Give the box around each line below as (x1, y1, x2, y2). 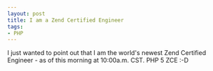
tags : (7, 23, 23, 30)
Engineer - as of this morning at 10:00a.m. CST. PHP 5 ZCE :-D (7, 56, 189, 65)
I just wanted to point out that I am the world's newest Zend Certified (7, 49, 206, 57)
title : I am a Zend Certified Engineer (7, 17, 124, 24)
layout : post (7, 10, 46, 17)
